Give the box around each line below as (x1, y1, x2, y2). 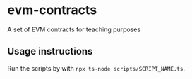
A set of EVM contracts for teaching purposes (7, 25, 141, 34)
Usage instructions (7, 45, 93, 57)
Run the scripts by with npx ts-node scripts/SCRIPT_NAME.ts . (7, 64, 186, 72)
